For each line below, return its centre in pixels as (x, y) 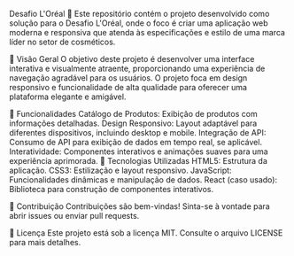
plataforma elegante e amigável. (68, 97)
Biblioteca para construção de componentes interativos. (112, 189)
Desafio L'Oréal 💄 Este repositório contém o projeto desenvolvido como (139, 14)
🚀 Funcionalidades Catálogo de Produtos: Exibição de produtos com (134, 114)
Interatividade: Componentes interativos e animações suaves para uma (139, 151)
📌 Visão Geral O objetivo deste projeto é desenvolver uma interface (132, 59)
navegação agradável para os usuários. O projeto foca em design (128, 78)
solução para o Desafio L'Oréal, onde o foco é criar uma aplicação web (139, 23)
